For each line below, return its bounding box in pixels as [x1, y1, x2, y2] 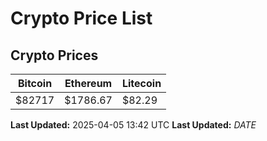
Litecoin [121, 77, 162, 90]
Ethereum [64, 77, 113, 90]
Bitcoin [17, 77, 53, 90]
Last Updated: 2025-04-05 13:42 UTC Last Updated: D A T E [10, 119, 257, 131]
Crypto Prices [10, 47, 99, 64]
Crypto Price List [10, 7, 153, 30]
